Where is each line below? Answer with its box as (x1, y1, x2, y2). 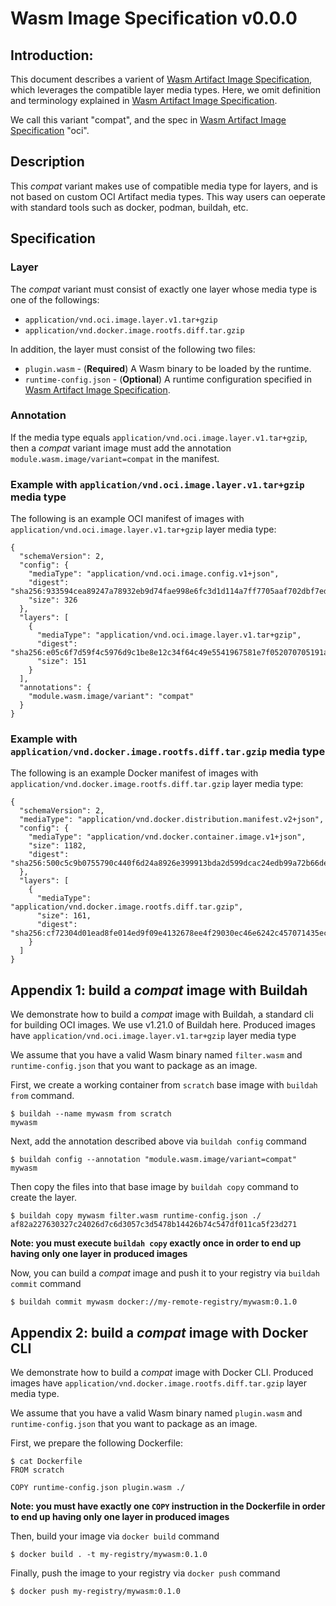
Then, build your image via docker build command (10, 1530, 220, 1542)
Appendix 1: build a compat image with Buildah (10, 982, 308, 999)
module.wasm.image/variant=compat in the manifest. (10, 452, 220, 464)
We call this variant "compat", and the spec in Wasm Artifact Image (10, 114, 287, 126)
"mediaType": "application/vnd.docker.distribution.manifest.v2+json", (19, 815, 325, 825)
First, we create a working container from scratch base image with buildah (10, 1079, 318, 1091)
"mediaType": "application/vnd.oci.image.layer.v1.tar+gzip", (36, 630, 302, 641)
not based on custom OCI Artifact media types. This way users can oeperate (10, 190, 326, 202)
